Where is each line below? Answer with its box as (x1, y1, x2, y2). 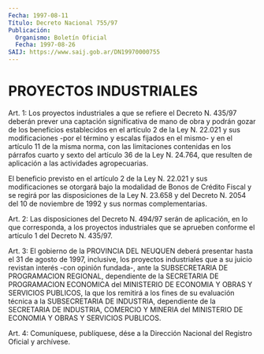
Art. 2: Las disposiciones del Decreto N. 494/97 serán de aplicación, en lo (8, 214, 248, 223)
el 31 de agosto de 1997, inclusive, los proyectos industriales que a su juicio (8, 254, 252, 264)
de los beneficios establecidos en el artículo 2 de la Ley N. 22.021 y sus (8, 125, 240, 134)
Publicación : (8, 26, 51, 34)
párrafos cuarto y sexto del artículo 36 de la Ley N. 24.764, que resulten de (8, 150, 253, 159)
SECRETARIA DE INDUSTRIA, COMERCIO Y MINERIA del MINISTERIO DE (8, 304, 244, 314)
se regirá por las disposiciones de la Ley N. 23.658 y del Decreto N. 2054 (8, 190, 247, 199)
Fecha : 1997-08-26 (15, 41, 76, 49)
